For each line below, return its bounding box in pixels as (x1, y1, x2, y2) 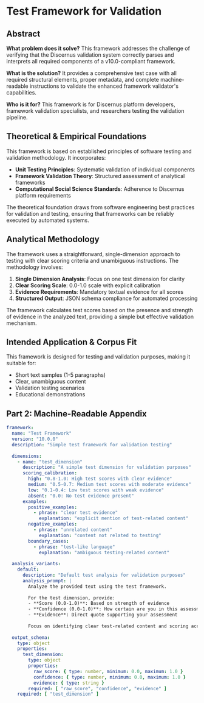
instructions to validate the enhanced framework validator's (29, 82, 179, 90)
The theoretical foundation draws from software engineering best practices (6, 203, 195, 211)
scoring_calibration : (22, 470, 78, 476)
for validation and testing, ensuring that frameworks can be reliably (6, 210, 174, 217)
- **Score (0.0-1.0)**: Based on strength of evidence (28, 601, 170, 607)
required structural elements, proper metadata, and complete (6, 76, 160, 83)
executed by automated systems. (6, 216, 89, 224)
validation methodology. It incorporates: (6, 154, 106, 161)
